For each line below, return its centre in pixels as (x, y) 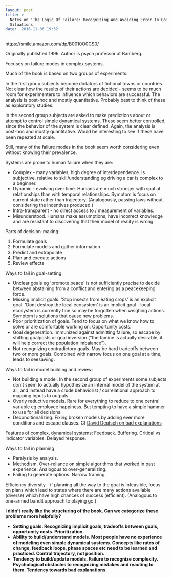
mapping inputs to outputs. (41, 396)
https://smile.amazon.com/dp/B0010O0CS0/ (52, 44)
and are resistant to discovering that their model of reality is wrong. (83, 222)
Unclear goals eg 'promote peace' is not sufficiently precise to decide (86, 283)
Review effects (28, 263)
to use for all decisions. (37, 412)
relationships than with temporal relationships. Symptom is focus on (84, 194)
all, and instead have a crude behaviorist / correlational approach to (84, 390)
